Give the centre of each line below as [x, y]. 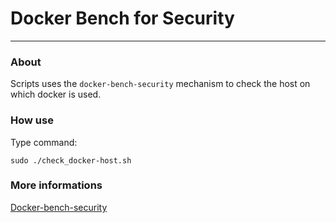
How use [32, 120]
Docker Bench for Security [122, 18]
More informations [56, 185]
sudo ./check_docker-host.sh [71, 160]
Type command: [44, 142]
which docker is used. [56, 94]
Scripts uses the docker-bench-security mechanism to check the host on [160, 84]
